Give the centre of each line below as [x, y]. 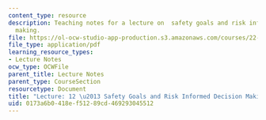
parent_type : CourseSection [55, 81]
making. [28, 30]
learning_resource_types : [51, 52]
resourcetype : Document [47, 89]
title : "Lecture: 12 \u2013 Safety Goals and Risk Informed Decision [125, 96]
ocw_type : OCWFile [38, 67]
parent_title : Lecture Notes [56, 74]
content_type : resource [47, 15]
